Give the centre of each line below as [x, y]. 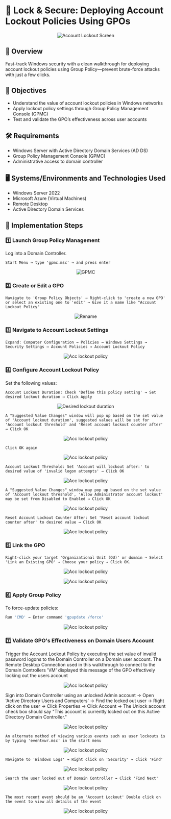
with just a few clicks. [28, 75]
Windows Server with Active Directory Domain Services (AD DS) [80, 151]
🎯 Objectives [26, 91]
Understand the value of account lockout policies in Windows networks [88, 103]
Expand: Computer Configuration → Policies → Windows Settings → [76, 342]
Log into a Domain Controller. [36, 253]
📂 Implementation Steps [44, 225]
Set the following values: [31, 383]
